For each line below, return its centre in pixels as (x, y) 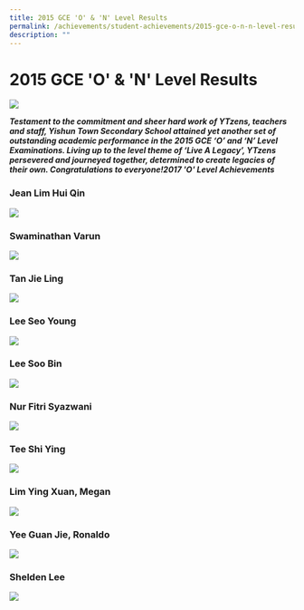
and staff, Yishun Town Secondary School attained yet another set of (142, 131)
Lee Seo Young (43, 321)
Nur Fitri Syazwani (51, 406)
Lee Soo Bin (36, 363)
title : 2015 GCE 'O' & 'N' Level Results (89, 18)
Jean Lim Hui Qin (47, 193)
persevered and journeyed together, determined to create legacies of (142, 160)
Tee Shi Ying (38, 450)
